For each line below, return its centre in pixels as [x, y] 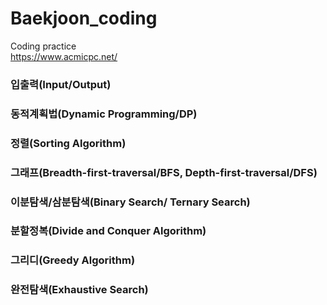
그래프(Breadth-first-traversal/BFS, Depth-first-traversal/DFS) [164, 172]
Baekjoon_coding [84, 18]
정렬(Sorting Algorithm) [68, 143]
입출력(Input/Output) [61, 84]
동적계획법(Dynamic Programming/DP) [104, 114]
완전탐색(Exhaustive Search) [79, 290]
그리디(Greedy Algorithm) [73, 260]
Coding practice [43, 46]
